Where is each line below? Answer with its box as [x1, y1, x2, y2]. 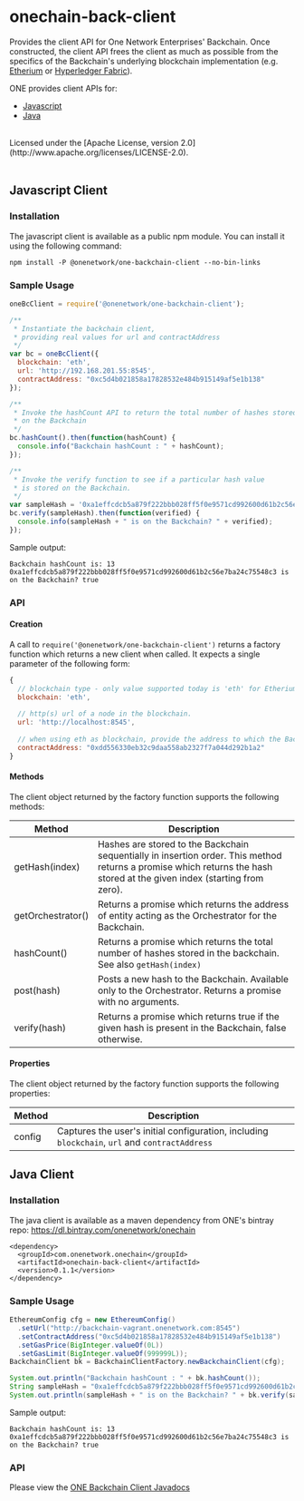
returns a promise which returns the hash [98, 860, 273, 872]
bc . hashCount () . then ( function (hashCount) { [9, 434, 176, 443]
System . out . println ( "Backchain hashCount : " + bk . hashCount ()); [9, 1374, 261, 1383]
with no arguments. [98, 995, 180, 1008]
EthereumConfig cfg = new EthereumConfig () [9, 1315, 176, 1325]
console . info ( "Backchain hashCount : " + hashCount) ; [17, 442, 224, 451]
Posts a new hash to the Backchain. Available [98, 972, 290, 985]
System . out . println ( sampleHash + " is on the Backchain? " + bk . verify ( [9, 1390, 290, 1400]
